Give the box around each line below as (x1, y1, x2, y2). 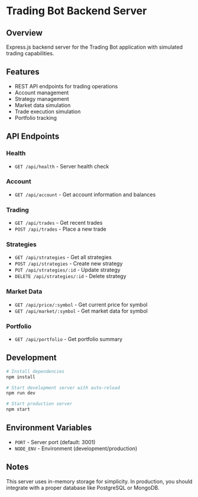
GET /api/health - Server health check (14, 163, 109, 170)
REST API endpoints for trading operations (14, 82, 118, 90)
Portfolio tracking (14, 114, 57, 121)
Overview (6, 28, 43, 38)
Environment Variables (6, 423, 92, 433)
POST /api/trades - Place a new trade (14, 225, 106, 232)
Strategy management (14, 95, 69, 102)
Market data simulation (14, 101, 71, 109)
